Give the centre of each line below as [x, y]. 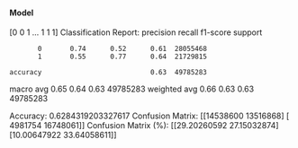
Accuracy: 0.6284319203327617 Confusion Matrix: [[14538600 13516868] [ [149, 116]
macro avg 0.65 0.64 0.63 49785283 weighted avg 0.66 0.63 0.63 [132, 89]
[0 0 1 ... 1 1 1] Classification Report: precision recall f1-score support [136, 32]
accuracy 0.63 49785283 [108, 73]
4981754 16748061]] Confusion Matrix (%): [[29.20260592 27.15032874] [144, 126]
